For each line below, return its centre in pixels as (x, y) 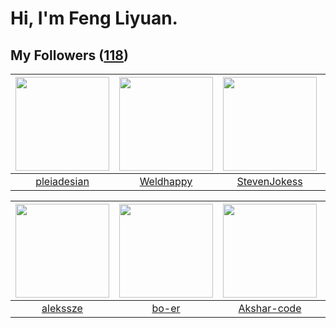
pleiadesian (62, 181)
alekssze (62, 308)
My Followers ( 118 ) (69, 55)
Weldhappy (166, 181)
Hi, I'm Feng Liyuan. (94, 18)
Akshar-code (270, 308)
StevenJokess (269, 181)
